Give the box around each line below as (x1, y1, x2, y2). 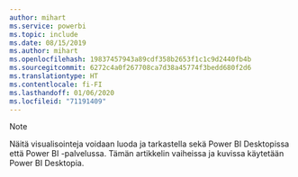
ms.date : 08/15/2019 (9, 38, 87, 48)
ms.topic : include (9, 30, 78, 39)
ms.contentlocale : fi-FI (9, 80, 103, 89)
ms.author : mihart (9, 47, 78, 56)
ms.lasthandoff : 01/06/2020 (9, 88, 115, 97)
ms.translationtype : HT (9, 72, 99, 81)
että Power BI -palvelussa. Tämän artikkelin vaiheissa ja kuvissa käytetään (9, 148, 284, 159)
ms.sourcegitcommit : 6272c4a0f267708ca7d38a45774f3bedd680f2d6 (9, 64, 252, 73)
